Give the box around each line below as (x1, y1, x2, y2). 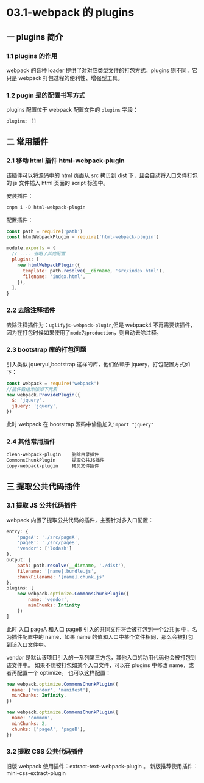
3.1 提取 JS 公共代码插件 (6, 501, 77, 510)
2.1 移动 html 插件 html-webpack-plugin (6, 156, 125, 165)
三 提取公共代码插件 (6, 481, 80, 492)
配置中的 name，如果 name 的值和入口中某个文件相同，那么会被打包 (22, 633, 194, 640)
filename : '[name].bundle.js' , (17, 568, 97, 574)
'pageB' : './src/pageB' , (17, 540, 80, 546)
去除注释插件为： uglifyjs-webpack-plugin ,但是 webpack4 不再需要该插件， (6, 321, 196, 329)
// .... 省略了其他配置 (12, 251, 66, 257)
